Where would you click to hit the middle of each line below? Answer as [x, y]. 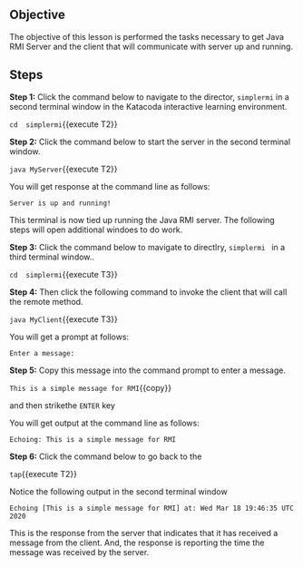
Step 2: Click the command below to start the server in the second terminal [150, 142]
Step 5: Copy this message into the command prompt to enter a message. [148, 370]
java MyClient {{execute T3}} [64, 319]
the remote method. [46, 301]
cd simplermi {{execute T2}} [64, 124]
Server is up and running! [60, 203]
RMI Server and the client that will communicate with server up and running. [151, 46]
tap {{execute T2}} [43, 474]
